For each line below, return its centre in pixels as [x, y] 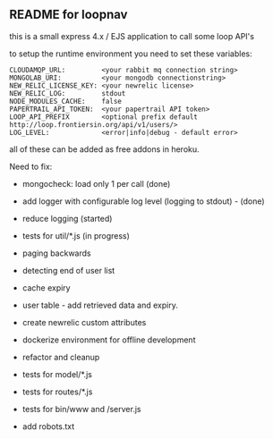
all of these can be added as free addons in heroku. [104, 149]
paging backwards [56, 253]
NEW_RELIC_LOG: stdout [68, 93]
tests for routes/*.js [57, 392]
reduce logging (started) [67, 218]
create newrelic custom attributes [84, 322]
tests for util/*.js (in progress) [76, 235]
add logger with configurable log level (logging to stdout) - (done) [144, 201]
